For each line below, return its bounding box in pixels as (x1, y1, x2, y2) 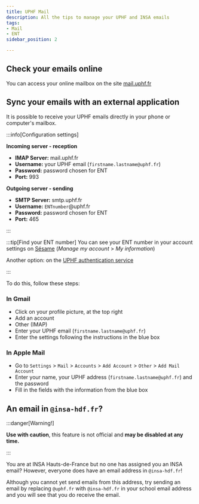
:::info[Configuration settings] (6, 131, 79, 138)
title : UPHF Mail (6, 8, 50, 15)
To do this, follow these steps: (6, 279, 80, 287)
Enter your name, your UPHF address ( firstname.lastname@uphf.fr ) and (14, 374, 192, 381)
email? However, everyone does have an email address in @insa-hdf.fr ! (6, 467, 183, 474)
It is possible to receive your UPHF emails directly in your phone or (6, 113, 170, 120)
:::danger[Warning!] (6, 420, 55, 427)
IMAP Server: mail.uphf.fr (14, 154, 79, 161)
